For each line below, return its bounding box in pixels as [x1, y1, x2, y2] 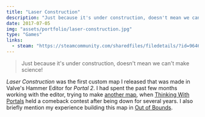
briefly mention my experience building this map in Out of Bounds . [6, 104, 173, 111]
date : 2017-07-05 [6, 20, 51, 26]
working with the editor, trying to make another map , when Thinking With [6, 91, 190, 98]
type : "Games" [6, 32, 43, 38]
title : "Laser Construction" [6, 9, 81, 15]
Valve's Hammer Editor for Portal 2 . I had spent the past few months [6, 84, 178, 91]
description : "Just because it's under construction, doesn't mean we [6, 15, 190, 21]
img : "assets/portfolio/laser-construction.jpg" [6, 26, 132, 32]
